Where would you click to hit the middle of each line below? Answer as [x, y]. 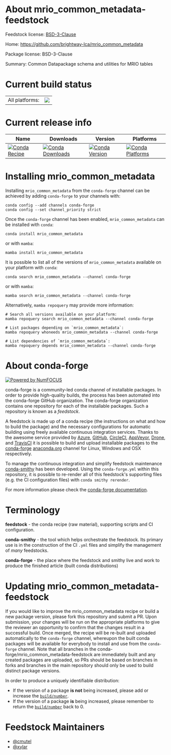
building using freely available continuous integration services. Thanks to [82, 432]
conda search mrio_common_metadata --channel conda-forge [68, 277]
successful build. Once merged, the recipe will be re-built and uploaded [81, 633]
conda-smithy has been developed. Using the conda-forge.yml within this [82, 469]
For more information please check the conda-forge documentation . [77, 489]
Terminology [33, 510]
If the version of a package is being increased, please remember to [83, 701]
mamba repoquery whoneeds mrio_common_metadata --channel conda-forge [82, 332]
